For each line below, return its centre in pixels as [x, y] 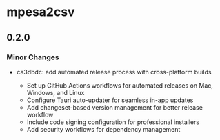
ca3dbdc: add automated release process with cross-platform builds [114, 72]
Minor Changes [33, 57]
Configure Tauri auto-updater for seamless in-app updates [110, 100]
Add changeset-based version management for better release [114, 107]
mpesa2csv [41, 12]
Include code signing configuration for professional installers [113, 122]
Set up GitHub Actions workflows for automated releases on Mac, [120, 85]
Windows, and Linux [56, 92]
